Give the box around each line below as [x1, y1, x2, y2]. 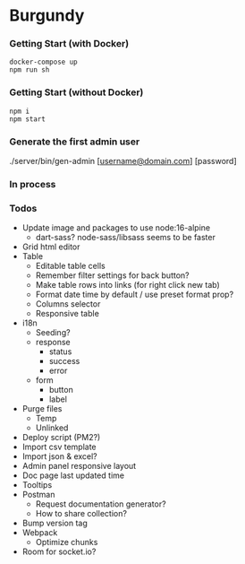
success [48, 356, 80, 367]
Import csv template [21, 441, 97, 453]
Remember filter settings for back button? [35, 270, 190, 281]
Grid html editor [21, 241, 80, 252]
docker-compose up [9, 57, 78, 67]
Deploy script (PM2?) [21, 432, 101, 443]
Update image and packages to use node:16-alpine [21, 222, 211, 233]
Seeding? [35, 327, 71, 338]
